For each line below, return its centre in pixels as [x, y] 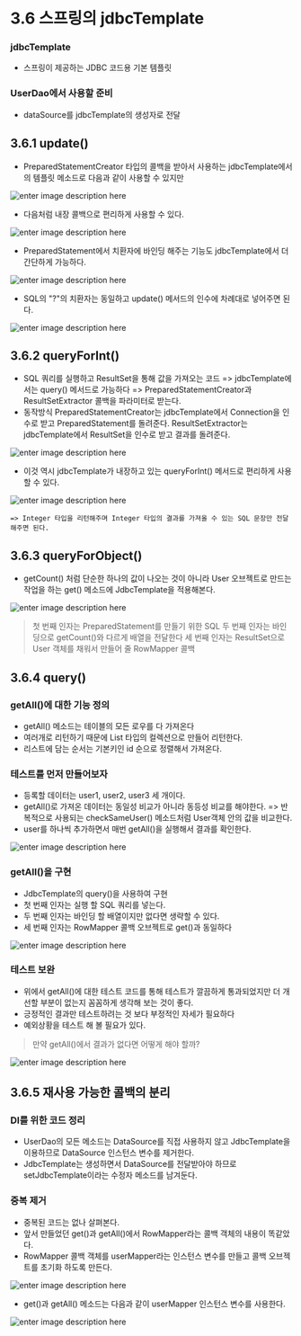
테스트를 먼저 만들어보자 [59, 774]
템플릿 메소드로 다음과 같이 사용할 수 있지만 [108, 177]
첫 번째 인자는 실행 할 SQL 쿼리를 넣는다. [94, 904]
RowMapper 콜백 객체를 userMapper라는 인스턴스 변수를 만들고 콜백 [145, 1256]
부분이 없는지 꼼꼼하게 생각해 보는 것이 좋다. [117, 1002]
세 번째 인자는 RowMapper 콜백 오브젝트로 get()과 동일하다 [128, 927]
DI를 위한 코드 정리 [48, 1120]
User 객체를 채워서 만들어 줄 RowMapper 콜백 [114, 649]
